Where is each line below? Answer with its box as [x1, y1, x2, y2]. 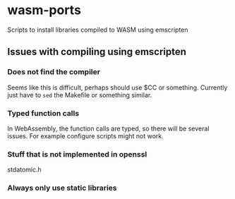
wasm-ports [7, 2, 81, 18]
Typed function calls [7, 108, 80, 118]
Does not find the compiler [7, 67, 101, 77]
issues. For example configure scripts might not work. [7, 131, 164, 140]
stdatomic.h [7, 165, 42, 174]
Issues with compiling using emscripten [7, 46, 187, 58]
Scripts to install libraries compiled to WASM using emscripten [7, 25, 188, 34]
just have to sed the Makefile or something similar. [7, 90, 152, 99]
